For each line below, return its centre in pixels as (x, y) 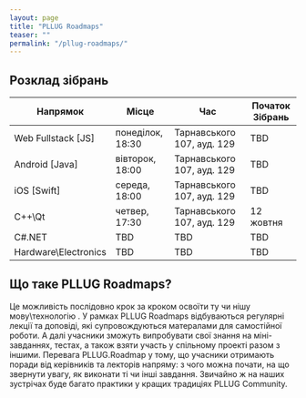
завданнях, (31, 345)
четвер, (132, 211)
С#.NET (31, 238)
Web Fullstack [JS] (55, 138)
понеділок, (139, 133)
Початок (271, 106)
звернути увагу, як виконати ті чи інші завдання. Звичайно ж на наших (147, 373)
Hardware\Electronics (61, 252)
